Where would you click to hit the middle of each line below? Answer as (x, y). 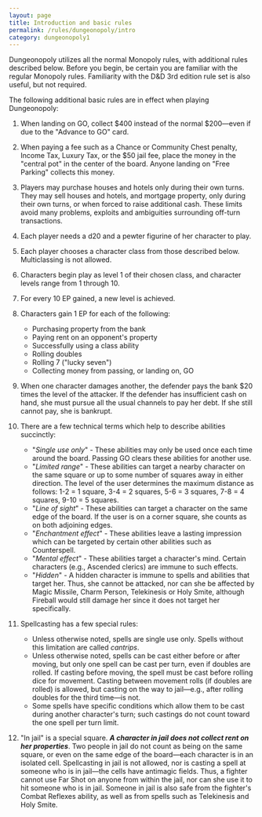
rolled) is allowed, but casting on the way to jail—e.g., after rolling (138, 690)
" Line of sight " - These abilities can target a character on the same (140, 509)
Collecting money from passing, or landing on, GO (113, 371)
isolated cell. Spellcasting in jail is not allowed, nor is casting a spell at (133, 763)
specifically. (51, 609)
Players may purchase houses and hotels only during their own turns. (132, 188)
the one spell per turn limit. (75, 723)
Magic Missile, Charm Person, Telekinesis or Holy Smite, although (138, 592)
